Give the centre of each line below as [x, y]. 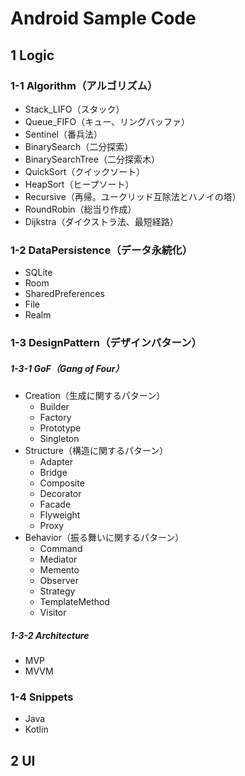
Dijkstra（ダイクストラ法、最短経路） [101, 221]
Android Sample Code [103, 18]
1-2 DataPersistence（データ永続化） [101, 250]
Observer [59, 581]
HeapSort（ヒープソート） [79, 184]
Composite [62, 483]
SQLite [38, 273]
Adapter [56, 462]
